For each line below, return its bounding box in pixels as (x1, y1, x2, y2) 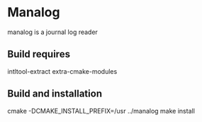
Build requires (7, 48, 71, 60)
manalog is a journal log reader (7, 28, 98, 36)
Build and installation (7, 88, 103, 100)
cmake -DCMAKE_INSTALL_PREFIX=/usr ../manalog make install (7, 106, 195, 115)
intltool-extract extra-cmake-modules (7, 67, 118, 75)
